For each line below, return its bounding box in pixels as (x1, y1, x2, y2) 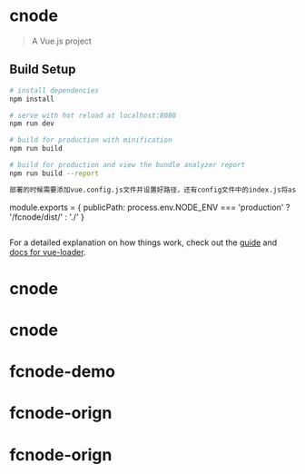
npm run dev (9, 119, 54, 128)
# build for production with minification (9, 135, 172, 145)
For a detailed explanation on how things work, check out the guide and (9, 237, 278, 248)
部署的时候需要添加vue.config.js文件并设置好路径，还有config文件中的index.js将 (9, 185, 289, 194)
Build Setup (9, 62, 76, 77)
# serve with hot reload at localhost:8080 (9, 111, 177, 120)
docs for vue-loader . (9, 246, 86, 257)
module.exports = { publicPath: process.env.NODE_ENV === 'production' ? (9, 202, 290, 212)
